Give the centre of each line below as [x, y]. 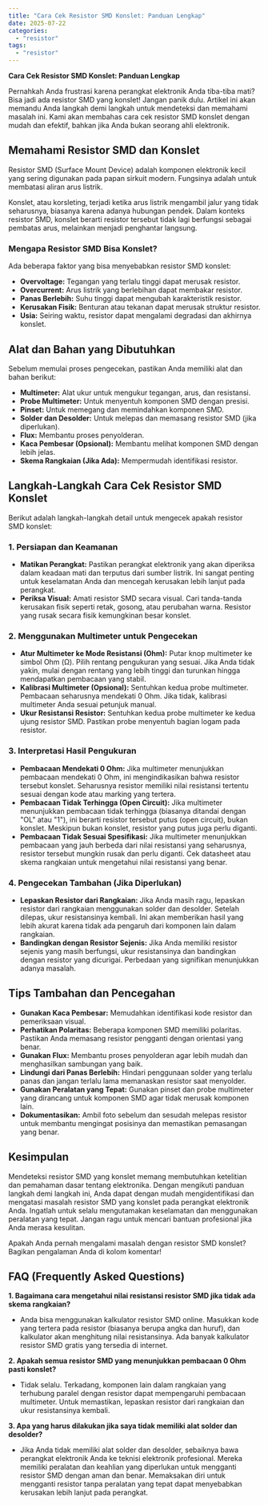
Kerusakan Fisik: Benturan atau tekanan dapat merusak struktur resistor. [140, 307]
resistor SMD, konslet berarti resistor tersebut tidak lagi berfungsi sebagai [130, 219]
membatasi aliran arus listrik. [56, 187]
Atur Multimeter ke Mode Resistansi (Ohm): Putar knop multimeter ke [136, 654]
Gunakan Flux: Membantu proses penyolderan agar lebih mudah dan [134, 1055]
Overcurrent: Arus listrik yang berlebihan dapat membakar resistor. [131, 290]
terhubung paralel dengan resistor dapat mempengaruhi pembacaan [133, 1394]
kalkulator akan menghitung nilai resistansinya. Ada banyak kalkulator [134, 1337]
